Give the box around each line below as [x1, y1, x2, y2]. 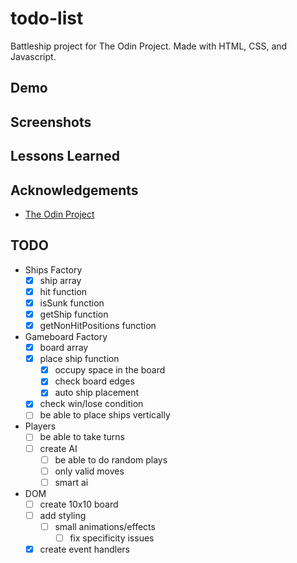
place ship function [39, 353, 120, 365]
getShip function [39, 308, 109, 320]
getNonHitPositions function [39, 319, 157, 331]
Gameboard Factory [24, 331, 108, 343]
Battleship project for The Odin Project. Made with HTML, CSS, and [10, 40, 288, 52]
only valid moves [54, 465, 125, 477]
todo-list [10, 7, 84, 30]
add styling [39, 509, 87, 521]
